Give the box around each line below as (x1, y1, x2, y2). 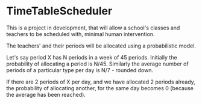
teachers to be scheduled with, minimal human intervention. (6, 30, 155, 37)
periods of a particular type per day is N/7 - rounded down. (6, 66, 154, 73)
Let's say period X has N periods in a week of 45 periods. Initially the (6, 54, 177, 61)
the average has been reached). (6, 91, 86, 98)
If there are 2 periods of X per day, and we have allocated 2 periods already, (6, 78, 196, 85)
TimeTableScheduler (6, 4, 113, 18)
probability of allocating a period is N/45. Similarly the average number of (6, 60, 189, 67)
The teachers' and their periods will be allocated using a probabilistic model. (6, 42, 196, 49)
